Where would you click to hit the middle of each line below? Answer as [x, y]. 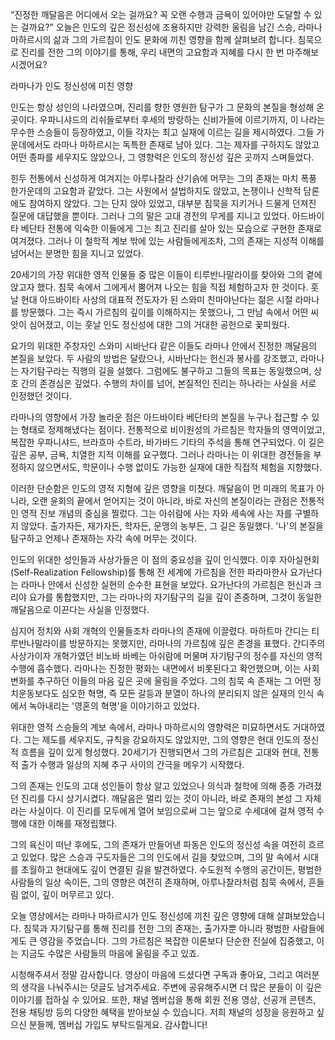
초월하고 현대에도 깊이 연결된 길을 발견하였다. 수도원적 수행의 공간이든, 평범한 [171, 869]
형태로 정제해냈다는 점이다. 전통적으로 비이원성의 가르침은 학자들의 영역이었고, [173, 429]
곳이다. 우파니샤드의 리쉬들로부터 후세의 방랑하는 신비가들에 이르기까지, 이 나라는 [168, 119]
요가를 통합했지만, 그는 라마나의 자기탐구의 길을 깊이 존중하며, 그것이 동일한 [175, 597]
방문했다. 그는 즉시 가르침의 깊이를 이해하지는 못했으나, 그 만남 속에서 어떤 [164, 312]
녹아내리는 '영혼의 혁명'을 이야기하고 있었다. [114, 706]
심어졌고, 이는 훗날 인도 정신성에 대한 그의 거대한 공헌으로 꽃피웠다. [159, 324]
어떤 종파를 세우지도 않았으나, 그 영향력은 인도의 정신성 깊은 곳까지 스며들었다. [162, 157]
